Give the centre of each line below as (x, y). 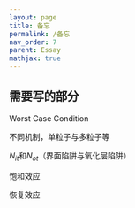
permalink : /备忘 (40, 34)
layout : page (33, 17)
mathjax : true (35, 58)
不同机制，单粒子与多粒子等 (60, 136)
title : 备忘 (30, 26)
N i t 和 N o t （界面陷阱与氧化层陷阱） (70, 156)
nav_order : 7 (33, 42)
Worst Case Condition (49, 118)
